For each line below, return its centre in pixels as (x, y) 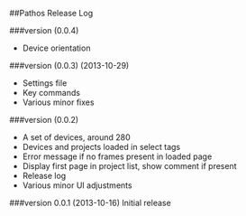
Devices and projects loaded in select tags (101, 147)
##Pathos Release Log (51, 13)
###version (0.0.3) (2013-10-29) (69, 66)
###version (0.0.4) (44, 30)
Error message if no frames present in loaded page (117, 156)
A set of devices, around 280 (76, 137)
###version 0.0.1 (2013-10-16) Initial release (90, 203)
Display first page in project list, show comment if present (129, 166)
